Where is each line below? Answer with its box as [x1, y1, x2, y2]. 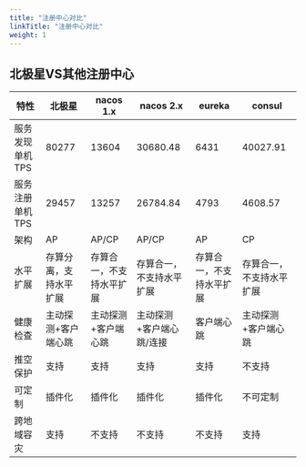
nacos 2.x [139, 99, 184, 112]
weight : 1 [9, 30, 47, 39]
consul [251, 99, 282, 112]
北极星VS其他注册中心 [9, 66, 135, 82]
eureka [199, 99, 230, 112]
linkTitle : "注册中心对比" [9, 22, 104, 31]
